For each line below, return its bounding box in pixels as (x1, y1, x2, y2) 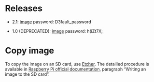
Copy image (5, 45, 55, 56)
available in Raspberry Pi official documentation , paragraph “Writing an (5, 66, 146, 72)
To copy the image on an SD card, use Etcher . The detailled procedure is (5, 61, 150, 67)
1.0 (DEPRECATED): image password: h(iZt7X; (12, 28, 103, 34)
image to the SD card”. (5, 71, 50, 77)
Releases (5, 3, 42, 14)
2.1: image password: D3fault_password (12, 19, 92, 25)
